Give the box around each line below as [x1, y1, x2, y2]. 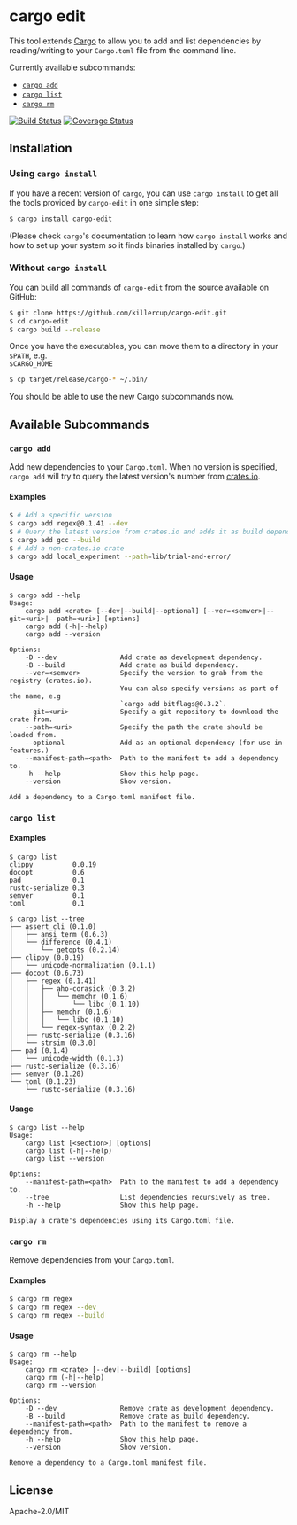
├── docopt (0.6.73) [9, 969, 86, 977]
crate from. [9, 715, 53, 724]
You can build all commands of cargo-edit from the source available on [9, 282, 270, 292]
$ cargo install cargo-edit [9, 214, 113, 223]
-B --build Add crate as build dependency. [25, 660, 240, 670]
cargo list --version [25, 1154, 104, 1163]
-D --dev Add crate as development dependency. [25, 653, 263, 662]
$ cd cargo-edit [9, 316, 69, 325]
